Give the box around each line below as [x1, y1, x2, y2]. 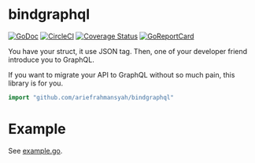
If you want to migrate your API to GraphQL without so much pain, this [8, 70, 235, 79]
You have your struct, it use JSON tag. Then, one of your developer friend [8, 46, 248, 56]
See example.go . [8, 146, 63, 155]
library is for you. [8, 78, 64, 88]
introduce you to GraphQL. [8, 55, 94, 64]
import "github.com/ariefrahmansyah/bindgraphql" [8, 93, 175, 101]
